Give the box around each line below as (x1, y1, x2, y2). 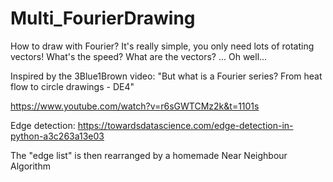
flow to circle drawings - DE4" (10, 80, 135, 92)
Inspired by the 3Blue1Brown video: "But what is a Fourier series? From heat (10, 70, 323, 82)
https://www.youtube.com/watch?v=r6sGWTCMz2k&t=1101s (10, 100, 260, 112)
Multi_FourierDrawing (10, 7, 196, 30)
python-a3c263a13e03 (10, 130, 105, 142)
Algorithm (10, 160, 51, 172)
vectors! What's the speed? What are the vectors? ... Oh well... (10, 50, 268, 62)
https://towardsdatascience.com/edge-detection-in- (77, 119, 294, 131)
